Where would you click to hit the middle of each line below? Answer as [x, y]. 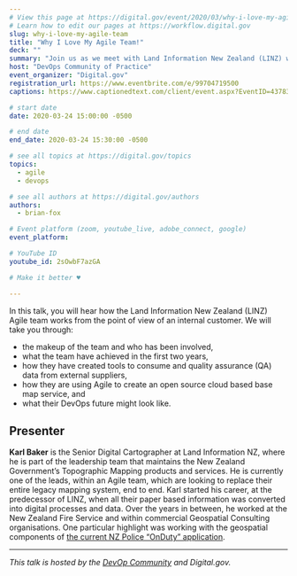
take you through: [41, 330]
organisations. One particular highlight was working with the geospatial [138, 527]
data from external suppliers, [75, 375]
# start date [33, 107]
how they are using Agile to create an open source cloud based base [147, 384]
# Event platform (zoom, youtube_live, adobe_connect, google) [128, 230]
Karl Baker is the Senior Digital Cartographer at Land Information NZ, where [147, 452]
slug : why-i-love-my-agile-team [69, 34]
